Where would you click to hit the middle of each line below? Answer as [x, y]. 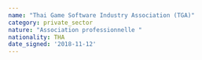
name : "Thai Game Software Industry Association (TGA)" [101, 15]
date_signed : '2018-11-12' [52, 44]
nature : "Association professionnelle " [75, 30]
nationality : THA [37, 37]
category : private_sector [50, 23]
